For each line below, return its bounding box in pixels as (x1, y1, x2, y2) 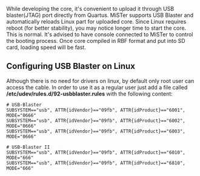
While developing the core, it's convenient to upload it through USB (6, 5, 175, 12)
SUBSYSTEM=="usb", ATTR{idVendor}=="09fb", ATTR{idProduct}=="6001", (6, 107, 186, 113)
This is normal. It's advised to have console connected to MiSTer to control (6, 31, 193, 38)
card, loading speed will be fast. (6, 44, 86, 51)
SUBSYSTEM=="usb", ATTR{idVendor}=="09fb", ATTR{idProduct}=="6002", (6, 117, 186, 123)
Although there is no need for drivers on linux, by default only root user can (6, 77, 195, 84)
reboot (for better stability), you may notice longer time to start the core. (6, 24, 187, 31)
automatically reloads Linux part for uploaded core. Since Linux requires (6, 18, 187, 25)
